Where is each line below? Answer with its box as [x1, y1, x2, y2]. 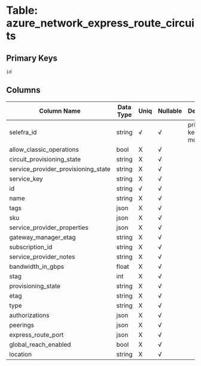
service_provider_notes [9, 253, 75, 261]
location [9, 350, 32, 358]
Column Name [39, 106, 81, 115]
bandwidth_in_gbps [9, 262, 65, 271]
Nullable [157, 106, 182, 115]
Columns [6, 85, 41, 95]
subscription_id [9, 242, 53, 251]
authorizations [9, 311, 50, 319]
